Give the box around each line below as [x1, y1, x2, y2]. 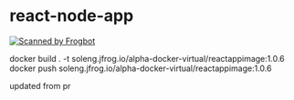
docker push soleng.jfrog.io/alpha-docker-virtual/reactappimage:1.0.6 [9, 63, 272, 74]
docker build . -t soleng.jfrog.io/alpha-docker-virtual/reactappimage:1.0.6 [9, 53, 285, 64]
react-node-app [9, 5, 134, 26]
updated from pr [9, 80, 71, 91]
